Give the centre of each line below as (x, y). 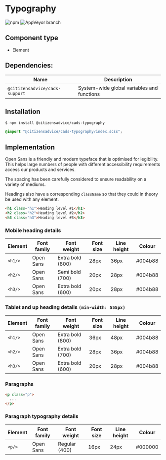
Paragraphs (19, 384)
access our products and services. (40, 170)
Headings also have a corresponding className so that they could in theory (82, 194)
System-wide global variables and (118, 88)
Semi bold (69, 272)
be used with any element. (32, 199)
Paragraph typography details (42, 416)
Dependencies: (29, 66)
